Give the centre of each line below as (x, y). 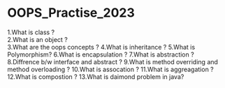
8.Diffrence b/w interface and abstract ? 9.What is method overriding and (113, 61)
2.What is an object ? (38, 39)
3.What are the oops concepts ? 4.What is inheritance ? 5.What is (101, 47)
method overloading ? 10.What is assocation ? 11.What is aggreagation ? (111, 69)
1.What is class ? (31, 32)
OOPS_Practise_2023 (71, 13)
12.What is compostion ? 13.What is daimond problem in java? (96, 76)
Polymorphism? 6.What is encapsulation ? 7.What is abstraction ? (101, 54)
